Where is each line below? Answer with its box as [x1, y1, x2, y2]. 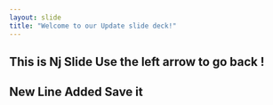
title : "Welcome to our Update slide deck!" [9, 21, 177, 30]
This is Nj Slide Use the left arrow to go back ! [9, 54, 265, 69]
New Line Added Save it [9, 85, 144, 100]
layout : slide [9, 12, 62, 22]
